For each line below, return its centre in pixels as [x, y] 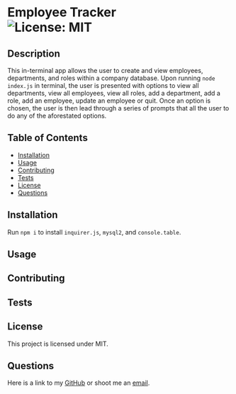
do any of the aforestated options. [57, 116]
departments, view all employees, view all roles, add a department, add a [114, 93]
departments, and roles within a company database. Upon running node [111, 78]
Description [34, 54]
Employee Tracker [62, 12]
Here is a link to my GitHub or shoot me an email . [79, 383]
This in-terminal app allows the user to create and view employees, [105, 71]
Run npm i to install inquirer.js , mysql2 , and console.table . [94, 232]
